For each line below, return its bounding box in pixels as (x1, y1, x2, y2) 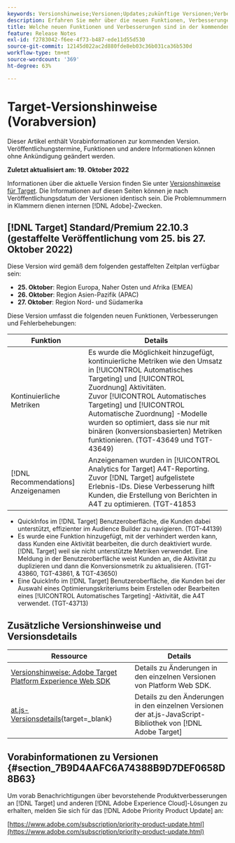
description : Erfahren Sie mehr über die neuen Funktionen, (7, 17, 187, 24)
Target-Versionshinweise (7, 99, 157, 114)
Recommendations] (10, 478, 76, 487)
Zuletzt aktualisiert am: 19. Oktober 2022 (7, 166, 129, 174)
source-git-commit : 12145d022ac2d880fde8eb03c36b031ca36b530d (7, 43, 192, 50)
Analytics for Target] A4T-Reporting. (88, 464, 210, 474)
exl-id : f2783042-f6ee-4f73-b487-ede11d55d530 (7, 36, 145, 43)
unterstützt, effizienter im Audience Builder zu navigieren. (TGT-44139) (17, 525, 222, 533)
